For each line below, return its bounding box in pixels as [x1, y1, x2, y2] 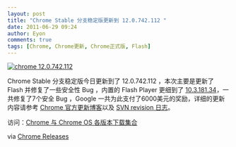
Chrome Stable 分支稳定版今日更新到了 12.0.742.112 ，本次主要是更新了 [7, 77, 214, 85]
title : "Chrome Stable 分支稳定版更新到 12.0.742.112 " [7, 17, 167, 24]
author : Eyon [7, 30, 46, 37]
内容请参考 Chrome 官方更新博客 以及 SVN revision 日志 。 [7, 103, 175, 111]
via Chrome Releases [7, 132, 69, 141]
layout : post [7, 10, 46, 18]
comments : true [7, 37, 52, 44]
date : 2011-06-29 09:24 [7, 23, 78, 30]
